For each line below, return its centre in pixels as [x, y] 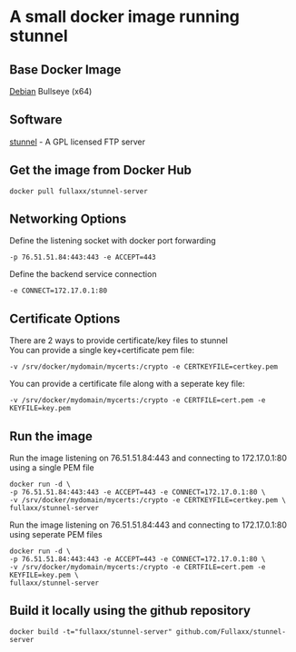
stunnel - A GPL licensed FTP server [78, 142]
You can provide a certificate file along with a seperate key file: [127, 384]
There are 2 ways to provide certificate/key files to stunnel [119, 341]
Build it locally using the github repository [130, 611]
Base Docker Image [65, 69]
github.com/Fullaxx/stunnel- [231, 632]
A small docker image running [125, 17]
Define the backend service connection [83, 274]
